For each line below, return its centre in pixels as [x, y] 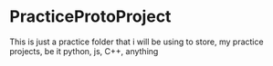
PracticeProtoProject [90, 17]
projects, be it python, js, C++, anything [84, 51]
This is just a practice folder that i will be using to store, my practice [136, 42]
